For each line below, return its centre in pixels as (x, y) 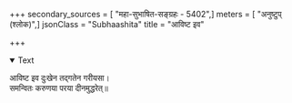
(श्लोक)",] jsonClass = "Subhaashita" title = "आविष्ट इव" (107, 24)
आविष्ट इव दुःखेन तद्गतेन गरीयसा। (60, 78)
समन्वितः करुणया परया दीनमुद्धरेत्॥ (59, 88)
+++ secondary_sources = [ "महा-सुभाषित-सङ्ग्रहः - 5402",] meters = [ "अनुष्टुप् (146, 14)
